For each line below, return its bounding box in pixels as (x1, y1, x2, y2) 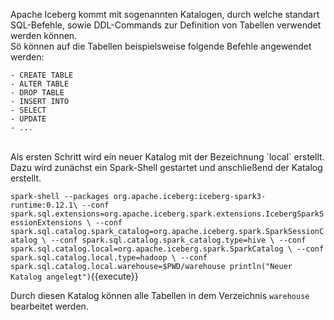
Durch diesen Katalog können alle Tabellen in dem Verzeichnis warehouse (10, 290, 310, 301)
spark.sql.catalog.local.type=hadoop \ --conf (10, 253, 208, 263)
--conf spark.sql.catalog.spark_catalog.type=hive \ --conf (50, 235, 307, 245)
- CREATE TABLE (10, 70, 74, 80)
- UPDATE (10, 114, 47, 124)
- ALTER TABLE (10, 79, 70, 89)
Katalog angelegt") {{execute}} (10, 270, 139, 282)
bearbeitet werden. (10, 300, 89, 312)
